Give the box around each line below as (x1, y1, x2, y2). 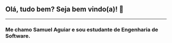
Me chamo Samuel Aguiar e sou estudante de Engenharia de (5, 26, 159, 33)
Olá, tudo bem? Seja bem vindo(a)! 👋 (5, 5, 124, 14)
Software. (5, 32, 31, 39)
